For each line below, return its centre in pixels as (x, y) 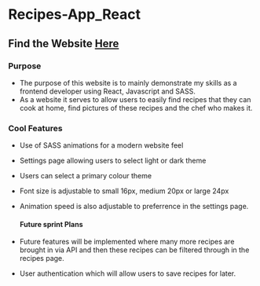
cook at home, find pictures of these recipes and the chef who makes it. (136, 108)
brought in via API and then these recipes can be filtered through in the (134, 250)
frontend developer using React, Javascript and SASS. (108, 91)
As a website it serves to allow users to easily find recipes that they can (135, 99)
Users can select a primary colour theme (85, 176)
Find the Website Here (64, 44)
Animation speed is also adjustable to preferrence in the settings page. (134, 207)
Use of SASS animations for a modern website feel (101, 145)
